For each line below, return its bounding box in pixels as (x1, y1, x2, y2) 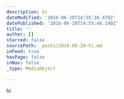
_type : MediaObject (6, 65, 56, 72)
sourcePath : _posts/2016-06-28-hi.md (6, 43, 103, 49)
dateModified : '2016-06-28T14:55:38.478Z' (6, 15, 116, 21)
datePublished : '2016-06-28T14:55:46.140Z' (6, 20, 119, 26)
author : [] (6, 32, 34, 38)
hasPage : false (6, 54, 45, 60)
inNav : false (6, 60, 40, 66)
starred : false (6, 37, 45, 43)
